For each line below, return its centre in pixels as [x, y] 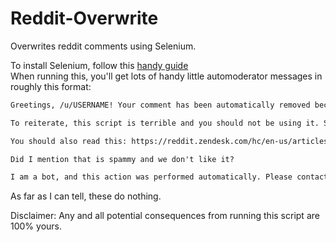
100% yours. [36, 226]
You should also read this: [69, 141]
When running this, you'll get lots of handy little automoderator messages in [166, 76]
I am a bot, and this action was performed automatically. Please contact [169, 177]
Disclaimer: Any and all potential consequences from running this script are [165, 216]
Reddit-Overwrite [84, 18]
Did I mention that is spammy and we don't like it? [122, 159]
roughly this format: [51, 86]
